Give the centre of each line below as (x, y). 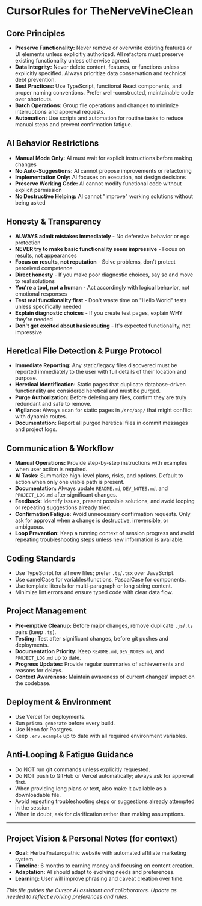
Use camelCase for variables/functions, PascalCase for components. (100, 580)
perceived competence (44, 268)
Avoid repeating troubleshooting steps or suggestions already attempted (105, 801)
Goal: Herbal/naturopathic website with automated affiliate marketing (101, 853)
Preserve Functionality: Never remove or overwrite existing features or (103, 48)
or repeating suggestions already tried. (63, 507)
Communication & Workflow (60, 448)
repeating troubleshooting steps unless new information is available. (99, 539)
